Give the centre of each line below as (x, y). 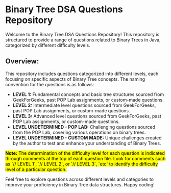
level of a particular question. (36, 169)
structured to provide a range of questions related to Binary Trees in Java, (83, 40)
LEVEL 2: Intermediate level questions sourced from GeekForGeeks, (84, 105)
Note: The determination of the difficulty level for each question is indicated (85, 153)
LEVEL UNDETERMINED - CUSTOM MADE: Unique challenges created (87, 138)
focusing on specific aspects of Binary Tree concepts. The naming (75, 79)
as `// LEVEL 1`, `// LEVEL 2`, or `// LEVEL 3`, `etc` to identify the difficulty (82, 164)
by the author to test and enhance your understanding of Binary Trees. (87, 143)
